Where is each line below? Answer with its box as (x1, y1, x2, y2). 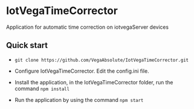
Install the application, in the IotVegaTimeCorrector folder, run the (14, 79, 173, 86)
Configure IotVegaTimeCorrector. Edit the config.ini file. (14, 67, 149, 74)
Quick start (6, 40, 48, 50)
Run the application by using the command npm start (14, 96, 144, 103)
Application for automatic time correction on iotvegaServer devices (6, 23, 169, 30)
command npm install (14, 85, 70, 92)
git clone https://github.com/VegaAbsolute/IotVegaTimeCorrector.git (14, 57, 189, 63)
